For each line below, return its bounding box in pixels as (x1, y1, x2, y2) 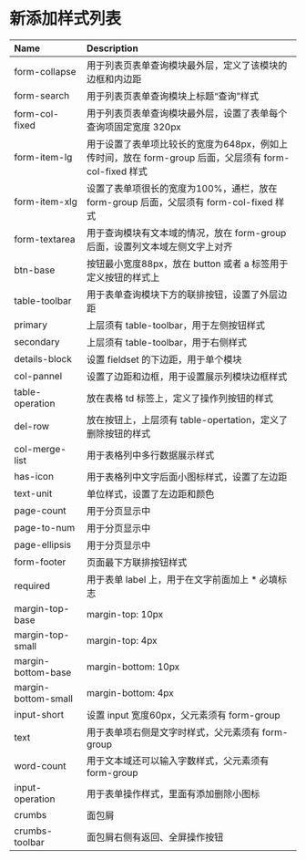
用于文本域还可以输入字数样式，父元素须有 (86, 754, 270, 767)
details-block (14, 352, 73, 365)
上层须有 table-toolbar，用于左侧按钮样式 (86, 318, 266, 331)
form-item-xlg (14, 195, 77, 208)
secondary (14, 335, 61, 347)
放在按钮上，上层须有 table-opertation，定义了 (86, 413, 289, 426)
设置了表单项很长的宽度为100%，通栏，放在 (86, 181, 278, 194)
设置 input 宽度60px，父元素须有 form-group (86, 709, 280, 721)
